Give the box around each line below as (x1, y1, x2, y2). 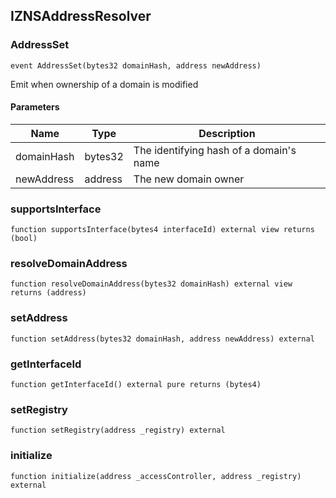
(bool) (10, 234, 38, 244)
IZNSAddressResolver (10, 8, 152, 25)
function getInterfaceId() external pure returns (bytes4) (10, 380, 262, 390)
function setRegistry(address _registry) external (10, 425, 226, 436)
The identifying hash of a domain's (133, 143, 297, 157)
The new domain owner (133, 172, 245, 186)
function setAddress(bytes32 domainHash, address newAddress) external (10, 334, 315, 344)
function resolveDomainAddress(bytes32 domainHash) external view (10, 279, 293, 289)
